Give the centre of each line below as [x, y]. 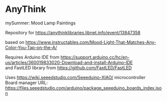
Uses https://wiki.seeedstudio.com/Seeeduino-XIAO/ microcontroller [75, 77]
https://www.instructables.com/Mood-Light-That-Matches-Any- [91, 42]
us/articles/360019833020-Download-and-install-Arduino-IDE [69, 62]
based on [15, 42]
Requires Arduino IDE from [32, 57]
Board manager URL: [27, 83]
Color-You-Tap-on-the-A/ [31, 47]
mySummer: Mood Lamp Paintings [41, 23]
